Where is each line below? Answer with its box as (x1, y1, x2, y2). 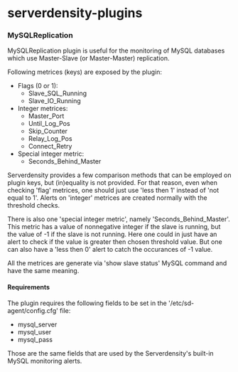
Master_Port (28, 112, 65, 120)
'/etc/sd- (168, 299, 194, 307)
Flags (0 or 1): (17, 82, 58, 90)
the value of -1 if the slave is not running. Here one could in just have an (7, 230, 217, 239)
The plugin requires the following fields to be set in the (7, 299, 167, 307)
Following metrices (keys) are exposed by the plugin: (7, 68, 162, 76)
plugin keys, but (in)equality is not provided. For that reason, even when (7, 179, 218, 187)
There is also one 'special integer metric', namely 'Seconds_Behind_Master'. (7, 215, 231, 223)
